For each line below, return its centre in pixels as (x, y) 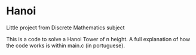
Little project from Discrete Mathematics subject (65, 27)
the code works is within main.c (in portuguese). (66, 45)
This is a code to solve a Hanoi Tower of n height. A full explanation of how (98, 39)
